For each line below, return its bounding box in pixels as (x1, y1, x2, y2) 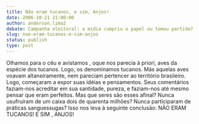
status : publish (6, 37, 47, 43)
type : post (6, 43, 34, 49)
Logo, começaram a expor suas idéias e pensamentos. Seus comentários (6, 78, 189, 85)
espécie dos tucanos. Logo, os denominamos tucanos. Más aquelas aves (6, 65, 189, 73)
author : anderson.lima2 (6, 20, 67, 26)
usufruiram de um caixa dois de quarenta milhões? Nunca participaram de (6, 97, 191, 105)
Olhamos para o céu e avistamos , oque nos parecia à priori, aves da (6, 59, 177, 67)
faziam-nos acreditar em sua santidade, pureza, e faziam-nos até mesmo (6, 85, 189, 92)
